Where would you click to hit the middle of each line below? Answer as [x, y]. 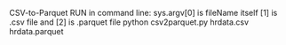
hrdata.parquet [36, 31]
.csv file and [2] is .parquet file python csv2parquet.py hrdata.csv [129, 22]
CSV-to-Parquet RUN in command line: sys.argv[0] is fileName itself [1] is [143, 13]
